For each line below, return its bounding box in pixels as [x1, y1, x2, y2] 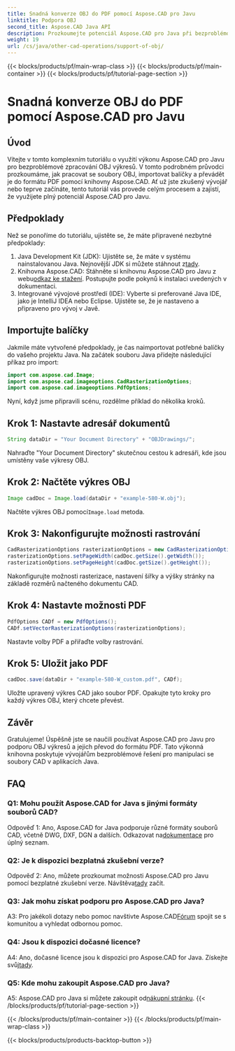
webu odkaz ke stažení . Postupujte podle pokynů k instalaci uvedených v [17, 274, 227, 283]
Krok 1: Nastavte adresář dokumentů [7, 417, 171, 429]
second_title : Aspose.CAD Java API [7, 23, 111, 30]
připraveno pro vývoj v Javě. [17, 304, 100, 312]
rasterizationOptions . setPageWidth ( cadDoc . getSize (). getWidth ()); [7, 553, 205, 560]
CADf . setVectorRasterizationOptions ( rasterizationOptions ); [7, 624, 187, 632]
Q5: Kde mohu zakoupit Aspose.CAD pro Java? [7, 978, 170, 987]
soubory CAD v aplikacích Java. [7, 757, 99, 766]
